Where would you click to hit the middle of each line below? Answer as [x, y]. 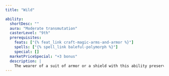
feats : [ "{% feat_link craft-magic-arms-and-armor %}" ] [74, 43]
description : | [26, 61]
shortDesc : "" [24, 24]
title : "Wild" [20, 10]
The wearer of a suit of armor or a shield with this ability [81, 66]
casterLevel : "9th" [30, 33]
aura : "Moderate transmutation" [44, 28]
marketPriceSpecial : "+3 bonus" [44, 56]
